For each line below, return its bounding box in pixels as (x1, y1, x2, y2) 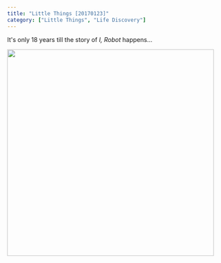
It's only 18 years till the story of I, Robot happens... (7, 35, 153, 43)
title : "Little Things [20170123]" (7, 10, 109, 17)
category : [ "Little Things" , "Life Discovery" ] (7, 17, 147, 23)
